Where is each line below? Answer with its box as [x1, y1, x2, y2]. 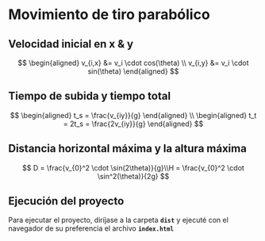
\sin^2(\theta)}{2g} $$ [97, 171, 170, 181]
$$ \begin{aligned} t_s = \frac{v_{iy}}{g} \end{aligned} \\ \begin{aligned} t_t [10, 110, 257, 120]
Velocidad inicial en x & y [8, 37, 133, 51]
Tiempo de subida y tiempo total [8, 90, 171, 103]
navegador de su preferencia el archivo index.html [8, 224, 175, 233]
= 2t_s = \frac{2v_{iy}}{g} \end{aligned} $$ [63, 119, 204, 128]
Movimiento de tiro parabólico [8, 6, 210, 24]
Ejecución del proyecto [8, 194, 125, 208]
